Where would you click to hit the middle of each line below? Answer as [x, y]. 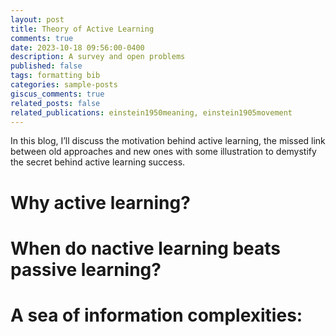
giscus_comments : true [57, 94]
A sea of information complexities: [156, 315]
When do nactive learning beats [146, 248]
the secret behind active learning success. [98, 162]
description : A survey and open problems [98, 57]
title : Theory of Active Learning [82, 29]
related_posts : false [55, 103]
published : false [46, 66]
